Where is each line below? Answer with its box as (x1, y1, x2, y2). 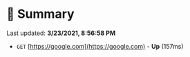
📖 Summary (6, 6, 75, 22)
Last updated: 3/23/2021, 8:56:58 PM (6, 29, 116, 37)
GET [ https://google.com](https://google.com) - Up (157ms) (16, 42, 184, 50)
